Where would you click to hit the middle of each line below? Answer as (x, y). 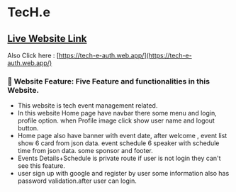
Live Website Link (47, 39)
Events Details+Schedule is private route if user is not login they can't (119, 158)
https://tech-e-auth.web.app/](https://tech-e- (126, 55)
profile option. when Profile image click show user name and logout (116, 120)
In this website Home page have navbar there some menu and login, (117, 113)
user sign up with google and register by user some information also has (123, 174)
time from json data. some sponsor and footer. (85, 151)
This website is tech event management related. (88, 106)
